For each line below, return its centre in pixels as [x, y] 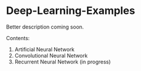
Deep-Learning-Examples [70, 11]
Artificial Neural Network [44, 49]
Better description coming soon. [45, 27]
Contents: [18, 38]
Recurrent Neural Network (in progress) [63, 62]
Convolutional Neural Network [51, 55]
